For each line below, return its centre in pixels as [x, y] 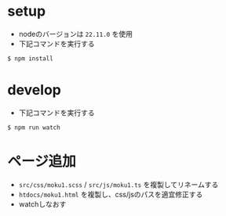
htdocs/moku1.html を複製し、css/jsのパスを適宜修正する [111, 194]
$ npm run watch [34, 128]
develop [35, 90]
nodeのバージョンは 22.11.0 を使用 [75, 34]
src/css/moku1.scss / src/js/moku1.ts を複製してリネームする [118, 184]
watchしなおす [42, 204]
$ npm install [31, 58]
